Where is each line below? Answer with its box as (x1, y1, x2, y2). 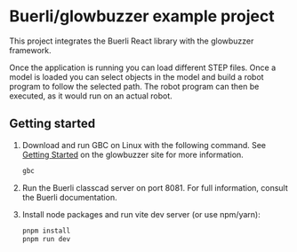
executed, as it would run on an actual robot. (9, 91, 173, 101)
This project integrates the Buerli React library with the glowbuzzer (9, 35, 254, 46)
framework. (9, 44, 52, 55)
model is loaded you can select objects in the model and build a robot (9, 71, 264, 82)
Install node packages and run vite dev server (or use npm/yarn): (21, 209, 261, 219)
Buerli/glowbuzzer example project (9, 6, 275, 27)
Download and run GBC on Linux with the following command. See (21, 139, 267, 150)
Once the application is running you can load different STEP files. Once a (9, 62, 277, 73)
